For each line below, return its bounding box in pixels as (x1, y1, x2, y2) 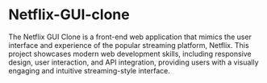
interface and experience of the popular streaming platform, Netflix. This (8, 40, 249, 49)
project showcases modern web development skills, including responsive (8, 49, 252, 58)
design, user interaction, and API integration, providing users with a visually (8, 57, 260, 67)
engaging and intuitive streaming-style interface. (8, 65, 171, 75)
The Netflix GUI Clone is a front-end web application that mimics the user (8, 32, 252, 41)
